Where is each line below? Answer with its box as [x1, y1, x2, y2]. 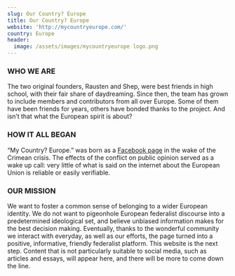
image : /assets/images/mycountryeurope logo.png [13, 43, 159, 50]
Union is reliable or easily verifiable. [7, 168, 111, 177]
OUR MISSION [7, 186, 56, 196]
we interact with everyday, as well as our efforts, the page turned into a [7, 232, 213, 240]
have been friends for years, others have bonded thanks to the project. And [7, 105, 226, 113]
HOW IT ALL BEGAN [7, 130, 76, 139]
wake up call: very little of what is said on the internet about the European [7, 161, 220, 169]
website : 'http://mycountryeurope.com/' [7, 23, 128, 30]
